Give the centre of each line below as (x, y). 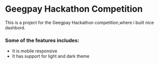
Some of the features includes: (42, 40)
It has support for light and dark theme (51, 56)
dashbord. (15, 27)
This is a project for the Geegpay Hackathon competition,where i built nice (79, 22)
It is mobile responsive (35, 51)
